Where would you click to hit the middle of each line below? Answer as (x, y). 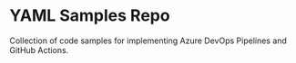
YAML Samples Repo (90, 16)
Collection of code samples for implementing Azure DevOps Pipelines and (148, 40)
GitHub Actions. (39, 49)
